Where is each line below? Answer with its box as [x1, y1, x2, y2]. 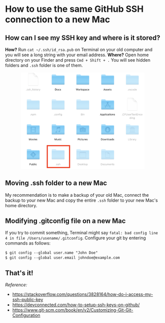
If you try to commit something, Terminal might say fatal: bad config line [5, 230, 158, 236]
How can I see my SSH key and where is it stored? [5, 34, 161, 42]
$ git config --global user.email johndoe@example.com [5, 255, 120, 260]
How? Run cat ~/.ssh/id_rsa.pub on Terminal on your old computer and [5, 47, 153, 52]
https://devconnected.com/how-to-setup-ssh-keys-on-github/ [12, 302, 140, 308]
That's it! [5, 269, 33, 277]
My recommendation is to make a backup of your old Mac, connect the [5, 192, 149, 198]
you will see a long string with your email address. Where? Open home [5, 52, 149, 58]
